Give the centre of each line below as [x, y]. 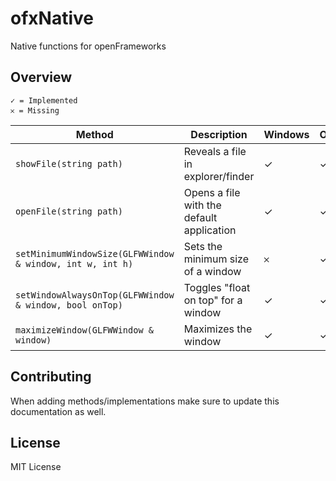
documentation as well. [58, 411]
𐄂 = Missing [35, 110]
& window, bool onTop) [69, 305]
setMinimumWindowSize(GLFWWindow [95, 253]
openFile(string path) [69, 211]
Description [219, 134]
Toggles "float [217, 287]
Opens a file [212, 192]
